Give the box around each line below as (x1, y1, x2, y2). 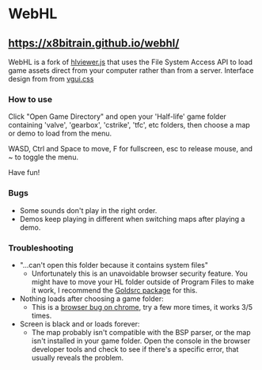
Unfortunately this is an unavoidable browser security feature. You (31, 269, 248, 278)
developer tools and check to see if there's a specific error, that (31, 344, 239, 353)
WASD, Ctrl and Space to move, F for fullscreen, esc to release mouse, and (8, 144, 253, 154)
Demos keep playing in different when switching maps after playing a (19, 214, 245, 223)
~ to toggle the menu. (8, 152, 79, 162)
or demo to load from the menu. (8, 128, 112, 139)
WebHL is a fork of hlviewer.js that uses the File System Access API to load (8, 57, 253, 67)
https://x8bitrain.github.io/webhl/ (8, 36, 180, 50)
